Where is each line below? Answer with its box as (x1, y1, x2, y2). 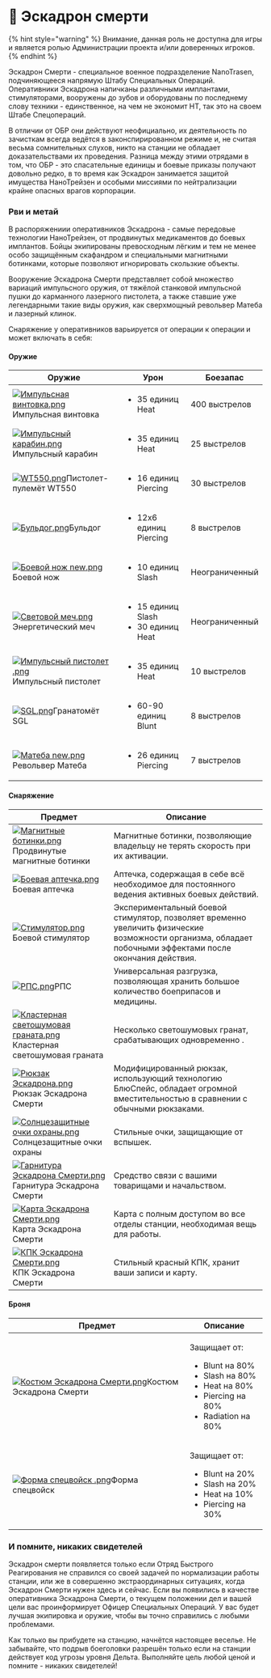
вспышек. (113, 1136, 152, 1147)
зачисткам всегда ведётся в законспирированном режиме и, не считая (8, 133, 256, 144)
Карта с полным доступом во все (113, 1208, 246, 1219)
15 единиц (136, 601, 179, 612)
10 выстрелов (190, 666, 247, 677)
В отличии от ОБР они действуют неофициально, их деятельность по (8, 125, 248, 135)
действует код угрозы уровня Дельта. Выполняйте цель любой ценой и (8, 1652, 256, 1662)
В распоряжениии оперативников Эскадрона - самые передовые (8, 224, 236, 234)
